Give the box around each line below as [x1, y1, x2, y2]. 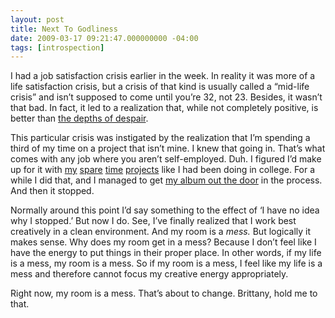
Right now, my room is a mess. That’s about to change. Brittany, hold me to [10, 287, 318, 300]
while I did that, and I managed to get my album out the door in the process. [10, 174, 323, 186]
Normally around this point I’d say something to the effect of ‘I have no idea [10, 204, 320, 216]
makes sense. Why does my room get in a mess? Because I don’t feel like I [10, 236, 317, 248]
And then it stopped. [10, 185, 95, 197]
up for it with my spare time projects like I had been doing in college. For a [10, 164, 316, 176]
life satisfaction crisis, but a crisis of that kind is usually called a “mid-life [10, 81, 310, 93]
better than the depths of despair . [10, 112, 149, 125]
